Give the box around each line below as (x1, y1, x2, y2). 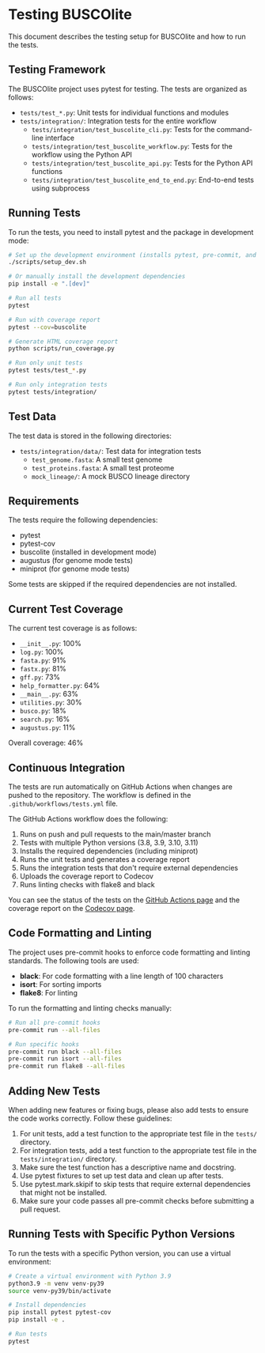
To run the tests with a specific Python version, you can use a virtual (8, 1248, 231, 1258)
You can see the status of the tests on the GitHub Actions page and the (8, 895, 240, 905)
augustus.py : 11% (19, 723, 76, 732)
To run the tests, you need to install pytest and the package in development (8, 227, 254, 236)
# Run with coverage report (8, 316, 101, 323)
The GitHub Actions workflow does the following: (8, 814, 168, 824)
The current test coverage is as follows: (8, 623, 138, 633)
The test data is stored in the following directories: (8, 431, 172, 440)
